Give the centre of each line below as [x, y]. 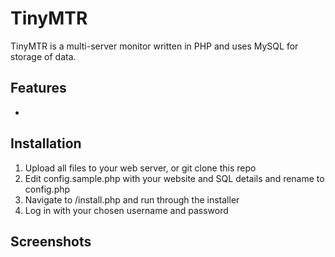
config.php [47, 189]
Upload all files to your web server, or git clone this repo [140, 168]
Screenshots [51, 241]
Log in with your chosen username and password [126, 210]
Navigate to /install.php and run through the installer [132, 199]
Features [38, 88]
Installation [46, 143]
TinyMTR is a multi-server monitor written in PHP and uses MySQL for [154, 46]
